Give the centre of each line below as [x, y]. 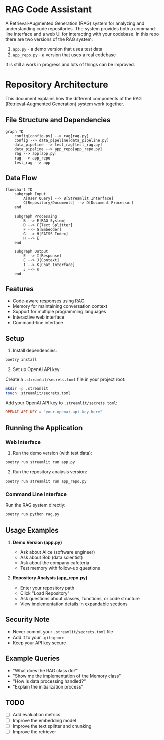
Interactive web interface [38, 317]
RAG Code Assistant [49, 9]
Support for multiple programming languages [59, 312]
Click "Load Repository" [45, 593]
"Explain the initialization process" [48, 686]
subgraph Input [30, 194]
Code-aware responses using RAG [48, 301]
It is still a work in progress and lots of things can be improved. [70, 64]
